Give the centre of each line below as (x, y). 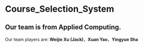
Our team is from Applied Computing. (63, 27)
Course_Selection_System (60, 9)
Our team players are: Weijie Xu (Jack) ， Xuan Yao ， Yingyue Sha (71, 39)
